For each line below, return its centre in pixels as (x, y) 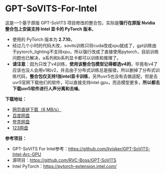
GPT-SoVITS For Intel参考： (40, 148)
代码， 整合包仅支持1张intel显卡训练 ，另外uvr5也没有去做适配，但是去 (87, 76)
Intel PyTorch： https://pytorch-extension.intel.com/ (64, 166)
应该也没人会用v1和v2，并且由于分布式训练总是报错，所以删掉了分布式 (84, 70)
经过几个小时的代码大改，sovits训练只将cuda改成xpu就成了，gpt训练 (82, 45)
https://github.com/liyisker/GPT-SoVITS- (109, 148)
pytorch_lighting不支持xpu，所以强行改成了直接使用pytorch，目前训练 (88, 52)
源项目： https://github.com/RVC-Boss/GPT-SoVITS (64, 160)
